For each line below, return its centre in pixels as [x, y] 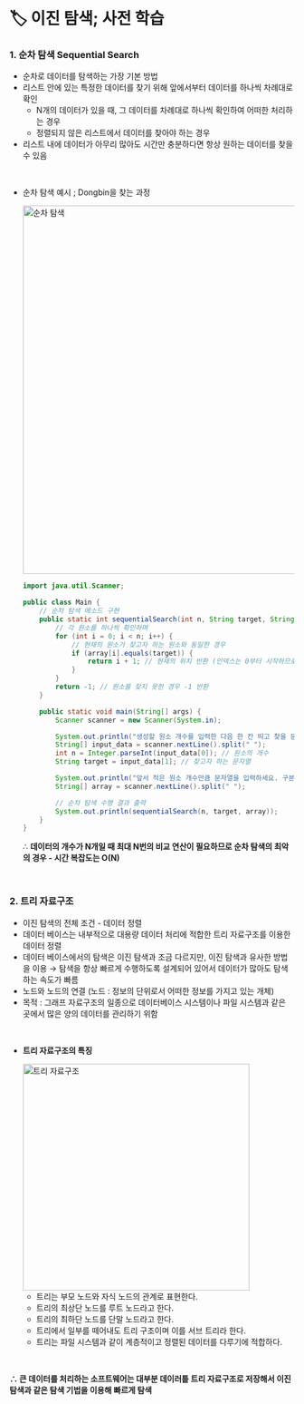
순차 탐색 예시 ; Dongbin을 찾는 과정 [86, 192]
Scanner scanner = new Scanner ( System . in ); [138, 720]
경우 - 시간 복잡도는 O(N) [76, 858]
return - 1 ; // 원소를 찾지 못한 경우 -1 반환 [132, 687]
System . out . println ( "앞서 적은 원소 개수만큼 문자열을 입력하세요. [167, 778]
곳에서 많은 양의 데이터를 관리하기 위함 [90, 1013]
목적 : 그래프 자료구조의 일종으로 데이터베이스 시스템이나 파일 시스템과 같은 [154, 1002]
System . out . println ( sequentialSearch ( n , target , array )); [167, 811]
